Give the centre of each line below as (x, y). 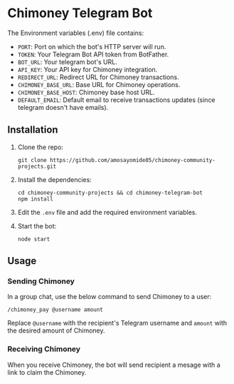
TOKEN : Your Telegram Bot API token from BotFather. (93, 54)
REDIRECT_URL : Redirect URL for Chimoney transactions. (98, 77)
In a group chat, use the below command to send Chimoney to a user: (110, 297)
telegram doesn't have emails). (63, 107)
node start (34, 239)
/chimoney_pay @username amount (55, 310)
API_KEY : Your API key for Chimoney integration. (87, 69)
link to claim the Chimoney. (47, 372)
